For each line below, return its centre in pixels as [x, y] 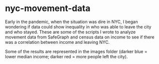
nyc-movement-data [48, 8]
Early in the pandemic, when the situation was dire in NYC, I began [72, 22]
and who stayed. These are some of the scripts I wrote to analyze [70, 32]
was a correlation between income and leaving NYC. [57, 42]
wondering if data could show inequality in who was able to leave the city [78, 26]
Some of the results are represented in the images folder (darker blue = [76, 51]
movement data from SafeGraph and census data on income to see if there [80, 37]
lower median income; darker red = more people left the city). [66, 56]
